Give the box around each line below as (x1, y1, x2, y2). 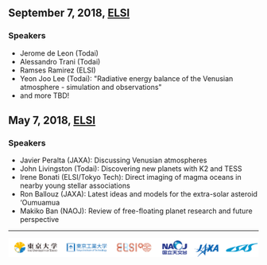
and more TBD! (19, 91, 70, 100)
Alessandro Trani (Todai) (19, 57, 101, 66)
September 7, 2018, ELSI (8, 6, 130, 20)
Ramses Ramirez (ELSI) (19, 65, 97, 75)
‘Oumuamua (19, 198, 60, 208)
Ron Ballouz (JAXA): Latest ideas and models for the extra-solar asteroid (19, 189, 258, 199)
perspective (19, 215, 60, 224)
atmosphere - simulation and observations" (19, 82, 162, 92)
